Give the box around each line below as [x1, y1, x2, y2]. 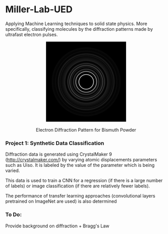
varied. [5, 167, 20, 174]
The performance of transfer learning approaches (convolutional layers [5, 193, 155, 199]
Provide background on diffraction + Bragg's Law [5, 223, 110, 229]
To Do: [5, 211, 22, 218]
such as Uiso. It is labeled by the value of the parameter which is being [5, 162, 155, 168]
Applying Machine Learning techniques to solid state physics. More [5, 20, 148, 27]
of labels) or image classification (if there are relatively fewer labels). [5, 183, 150, 189]
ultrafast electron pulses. [5, 31, 58, 37]
